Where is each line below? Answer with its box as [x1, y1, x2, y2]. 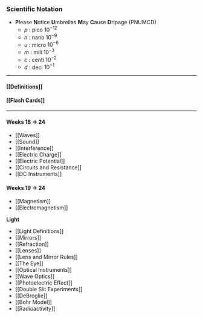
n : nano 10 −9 [24, 32, 57, 41]
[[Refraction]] [14, 240, 50, 248]
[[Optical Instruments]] [14, 266, 72, 274]
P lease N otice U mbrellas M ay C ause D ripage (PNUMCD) [14, 19, 157, 26]
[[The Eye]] [14, 260, 43, 267]
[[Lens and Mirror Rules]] [14, 254, 78, 261]
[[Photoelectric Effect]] [14, 279, 72, 286]
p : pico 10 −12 [24, 25, 57, 33]
